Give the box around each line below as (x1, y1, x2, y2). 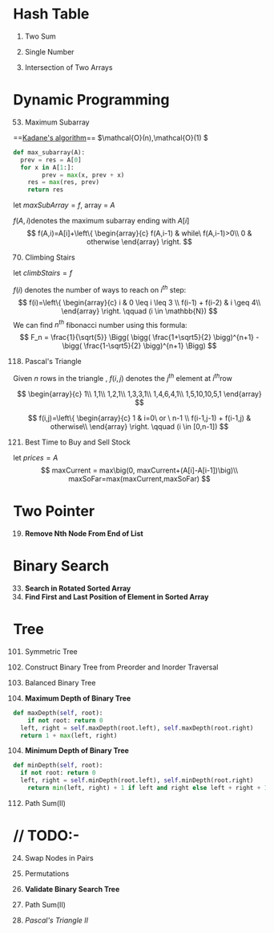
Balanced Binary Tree (24, 677, 96, 687)
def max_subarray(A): (13, 148, 86, 157)
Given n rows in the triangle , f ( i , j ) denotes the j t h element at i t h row (13, 372, 233, 383)
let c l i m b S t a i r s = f (13, 268, 73, 278)
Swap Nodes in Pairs (24, 853, 95, 862)
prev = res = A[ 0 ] (20, 156, 83, 164)
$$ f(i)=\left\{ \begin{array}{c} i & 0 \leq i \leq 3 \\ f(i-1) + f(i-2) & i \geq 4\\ (18, 297, 261, 307)
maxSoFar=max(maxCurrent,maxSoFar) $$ (68, 474, 211, 484)
